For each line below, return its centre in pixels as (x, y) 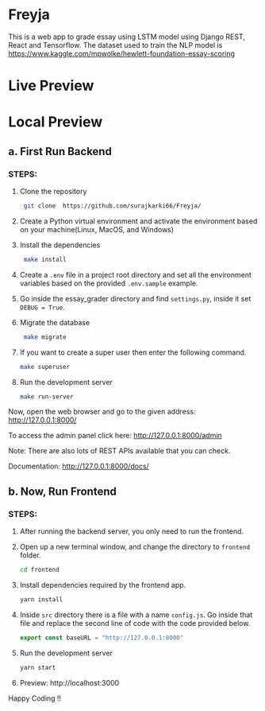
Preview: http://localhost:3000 (69, 682)
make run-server (46, 396)
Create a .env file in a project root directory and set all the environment (136, 274)
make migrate (45, 337)
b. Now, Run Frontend (62, 491)
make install (45, 259)
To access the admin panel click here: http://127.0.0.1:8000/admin (115, 436)
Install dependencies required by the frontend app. (103, 585)
